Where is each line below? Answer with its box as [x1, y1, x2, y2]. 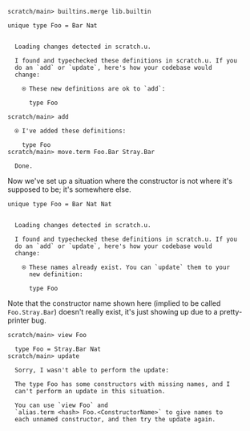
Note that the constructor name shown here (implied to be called [7, 299, 221, 308]
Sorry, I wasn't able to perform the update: [14, 366, 170, 374]
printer [7, 315, 30, 325]
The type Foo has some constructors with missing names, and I [14, 380, 230, 388]
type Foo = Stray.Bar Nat [14, 345, 102, 353]
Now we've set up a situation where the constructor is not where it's [7, 177, 233, 185]
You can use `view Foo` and [14, 401, 109, 409]
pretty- [219, 307, 243, 316]
